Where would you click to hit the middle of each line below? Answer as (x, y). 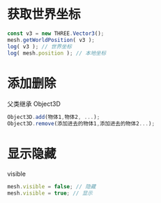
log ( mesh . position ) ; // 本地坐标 (57, 53)
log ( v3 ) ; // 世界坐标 (39, 46)
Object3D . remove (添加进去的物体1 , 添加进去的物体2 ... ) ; (81, 124)
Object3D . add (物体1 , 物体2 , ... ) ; (54, 117)
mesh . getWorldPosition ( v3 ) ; (51, 40)
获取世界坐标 (44, 14)
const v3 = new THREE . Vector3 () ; (56, 33)
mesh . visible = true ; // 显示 (50, 193)
